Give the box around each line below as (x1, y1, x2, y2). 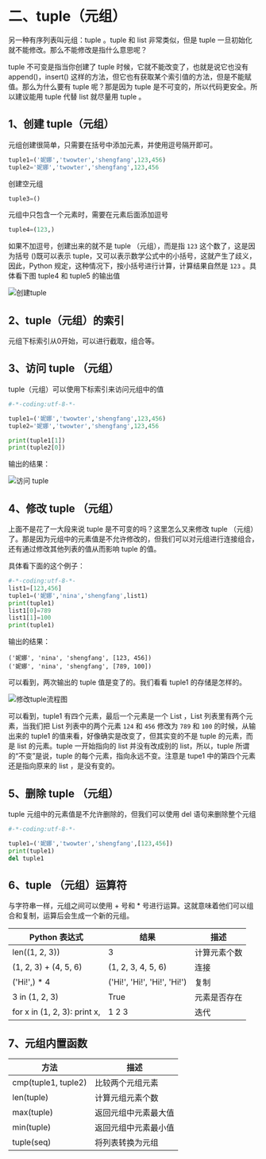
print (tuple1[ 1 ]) (8, 436, 66, 444)
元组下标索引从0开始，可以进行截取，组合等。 (8, 336, 159, 346)
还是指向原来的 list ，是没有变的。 (8, 761, 119, 771)
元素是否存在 (194, 992, 243, 1003)
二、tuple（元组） (8, 7, 127, 25)
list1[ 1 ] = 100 (8, 614, 52, 622)
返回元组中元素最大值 (94, 1107, 175, 1118)
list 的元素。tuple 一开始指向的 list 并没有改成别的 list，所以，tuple (17, 741, 234, 751)
